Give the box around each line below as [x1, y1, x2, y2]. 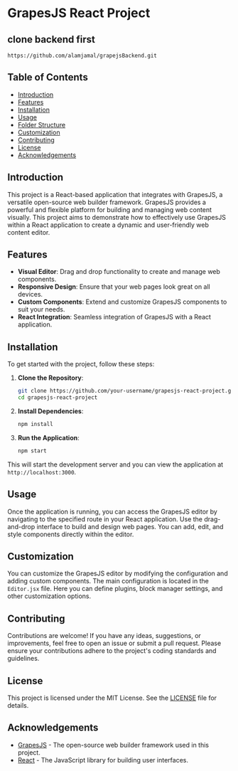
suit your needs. [17, 305, 65, 314]
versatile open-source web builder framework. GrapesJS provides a [7, 198, 206, 206]
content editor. [7, 228, 50, 236]
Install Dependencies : [17, 407, 84, 415]
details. [7, 701, 29, 709]
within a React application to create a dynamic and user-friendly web [7, 220, 210, 229]
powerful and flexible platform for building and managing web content [7, 205, 212, 214]
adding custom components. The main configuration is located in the [7, 577, 210, 585]
